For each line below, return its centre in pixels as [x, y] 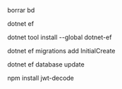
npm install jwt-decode [41, 78]
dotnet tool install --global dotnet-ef [60, 37]
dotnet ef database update [46, 64]
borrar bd [21, 10]
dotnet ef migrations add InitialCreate [61, 51]
